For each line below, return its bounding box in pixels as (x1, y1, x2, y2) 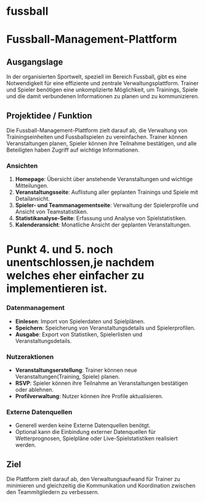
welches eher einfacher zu (6, 269, 145, 283)
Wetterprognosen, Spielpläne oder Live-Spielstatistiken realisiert (15, 434, 178, 442)
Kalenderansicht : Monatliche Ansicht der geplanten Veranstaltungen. (15, 221, 192, 228)
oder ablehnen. (15, 386, 54, 393)
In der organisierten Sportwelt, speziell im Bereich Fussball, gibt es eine (6, 73, 187, 80)
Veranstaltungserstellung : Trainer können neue (15, 366, 138, 374)
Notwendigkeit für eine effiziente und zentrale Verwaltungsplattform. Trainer (6, 80, 199, 87)
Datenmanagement (6, 304, 65, 312)
